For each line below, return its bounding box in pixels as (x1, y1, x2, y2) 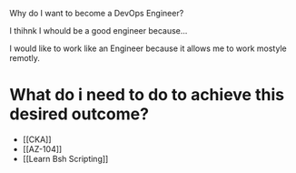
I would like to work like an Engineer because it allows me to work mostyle (9, 43, 288, 54)
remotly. (9, 53, 41, 63)
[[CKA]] (22, 134, 52, 145)
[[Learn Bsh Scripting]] (22, 153, 109, 164)
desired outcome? (9, 104, 150, 125)
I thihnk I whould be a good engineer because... (9, 25, 188, 36)
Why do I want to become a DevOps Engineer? (9, 8, 184, 18)
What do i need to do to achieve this (9, 85, 284, 106)
